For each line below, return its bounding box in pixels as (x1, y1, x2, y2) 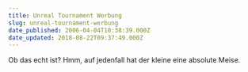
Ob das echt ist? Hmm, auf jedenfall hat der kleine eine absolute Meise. (8, 55, 241, 65)
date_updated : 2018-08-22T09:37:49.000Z (8, 33, 144, 42)
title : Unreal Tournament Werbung (8, 11, 123, 20)
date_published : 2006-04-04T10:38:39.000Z (8, 26, 151, 34)
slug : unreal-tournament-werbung (8, 19, 119, 27)
